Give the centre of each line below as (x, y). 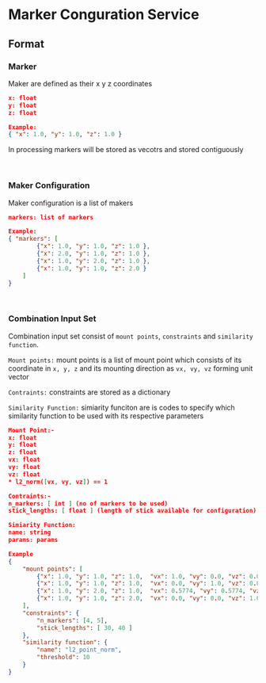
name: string (30, 532)
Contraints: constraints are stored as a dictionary (89, 392)
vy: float (25, 467)
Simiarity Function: (42, 525)
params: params (33, 540)
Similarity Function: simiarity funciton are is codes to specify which (122, 407)
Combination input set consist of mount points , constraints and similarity (131, 336)
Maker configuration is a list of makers (71, 203)
